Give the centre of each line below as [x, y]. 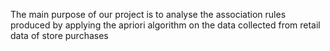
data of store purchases [59, 35]
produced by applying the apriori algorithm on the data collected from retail [165, 25]
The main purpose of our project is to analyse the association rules [148, 14]
